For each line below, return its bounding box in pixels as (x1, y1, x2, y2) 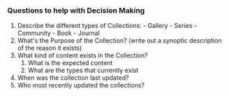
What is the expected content (27, 59, 113, 67)
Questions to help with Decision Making (7, 6, 145, 15)
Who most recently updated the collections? (17, 81, 145, 90)
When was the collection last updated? (17, 74, 129, 82)
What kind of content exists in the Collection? (17, 51, 148, 60)
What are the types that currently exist (27, 66, 138, 75)
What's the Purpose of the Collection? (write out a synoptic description (17, 36, 222, 45)
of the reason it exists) (17, 44, 82, 53)
